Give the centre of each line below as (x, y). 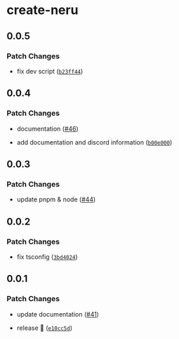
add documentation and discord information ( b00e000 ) (94, 142)
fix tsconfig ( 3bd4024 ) (47, 257)
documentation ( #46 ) (47, 128)
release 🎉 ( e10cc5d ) (45, 328)
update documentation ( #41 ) (58, 314)
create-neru (42, 10)
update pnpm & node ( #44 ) (56, 199)
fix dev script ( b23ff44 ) (50, 71)
